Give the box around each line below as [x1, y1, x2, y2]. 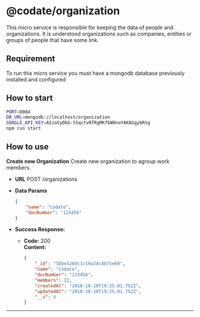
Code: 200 [23, 237, 51, 244]
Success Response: [14, 226, 65, 233]
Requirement [6, 54, 55, 64]
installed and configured [6, 76, 66, 83]
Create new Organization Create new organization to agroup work [6, 158, 170, 165]
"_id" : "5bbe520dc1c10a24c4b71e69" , [35, 260, 126, 267]
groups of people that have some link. [6, 36, 99, 43]
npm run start [6, 125, 42, 131]
